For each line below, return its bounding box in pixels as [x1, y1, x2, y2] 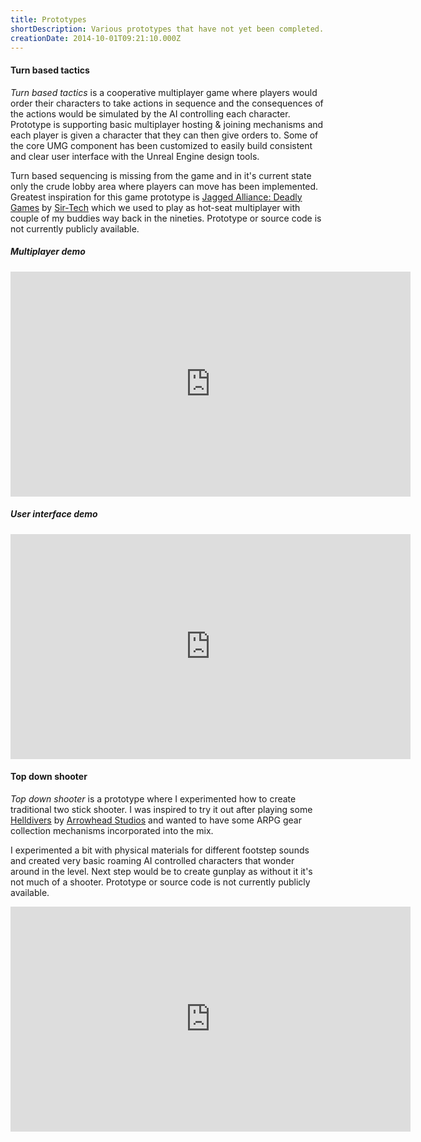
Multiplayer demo [10, 246, 86, 258]
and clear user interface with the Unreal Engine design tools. [10, 150, 260, 162]
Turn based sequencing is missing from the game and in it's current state [10, 169, 312, 181]
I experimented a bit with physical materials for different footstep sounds [10, 844, 310, 856]
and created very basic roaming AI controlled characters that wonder [10, 854, 295, 866]
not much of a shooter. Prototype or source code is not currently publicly [10, 876, 311, 888]
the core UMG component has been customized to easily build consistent [10, 139, 313, 151]
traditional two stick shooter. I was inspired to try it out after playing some [10, 803, 313, 815]
